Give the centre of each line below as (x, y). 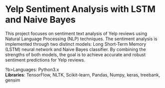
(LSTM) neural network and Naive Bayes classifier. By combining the (76, 49)
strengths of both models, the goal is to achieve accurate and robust (76, 54)
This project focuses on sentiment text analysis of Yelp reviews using (76, 33)
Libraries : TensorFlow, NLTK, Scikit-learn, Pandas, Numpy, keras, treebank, (83, 75)
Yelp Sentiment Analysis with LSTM (81, 9)
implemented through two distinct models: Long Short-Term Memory (76, 44)
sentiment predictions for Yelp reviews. (45, 60)
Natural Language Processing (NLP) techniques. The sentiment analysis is (81, 39)
